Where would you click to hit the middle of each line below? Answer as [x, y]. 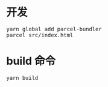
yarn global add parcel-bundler [54, 29]
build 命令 [31, 61]
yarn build [22, 78]
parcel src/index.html [40, 35]
